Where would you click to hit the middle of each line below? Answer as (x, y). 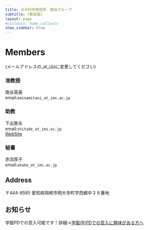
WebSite (14, 134)
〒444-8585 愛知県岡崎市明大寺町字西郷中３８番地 (57, 193)
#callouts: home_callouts (32, 23)
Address (19, 180)
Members (25, 52)
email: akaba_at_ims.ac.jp (31, 164)
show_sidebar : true (25, 28)
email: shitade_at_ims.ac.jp (33, 129)
